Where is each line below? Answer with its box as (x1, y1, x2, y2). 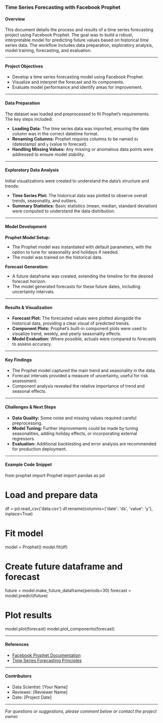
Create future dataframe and (5, 561, 123, 572)
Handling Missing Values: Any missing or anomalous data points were (12, 146, 154, 152)
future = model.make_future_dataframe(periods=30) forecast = (5, 587, 131, 593)
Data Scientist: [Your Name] (12, 684, 68, 690)
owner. (5, 713, 19, 719)
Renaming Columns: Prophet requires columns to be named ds (12, 136, 139, 142)
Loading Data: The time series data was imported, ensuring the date (12, 126, 149, 131)
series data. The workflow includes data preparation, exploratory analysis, (5, 42, 154, 48)
